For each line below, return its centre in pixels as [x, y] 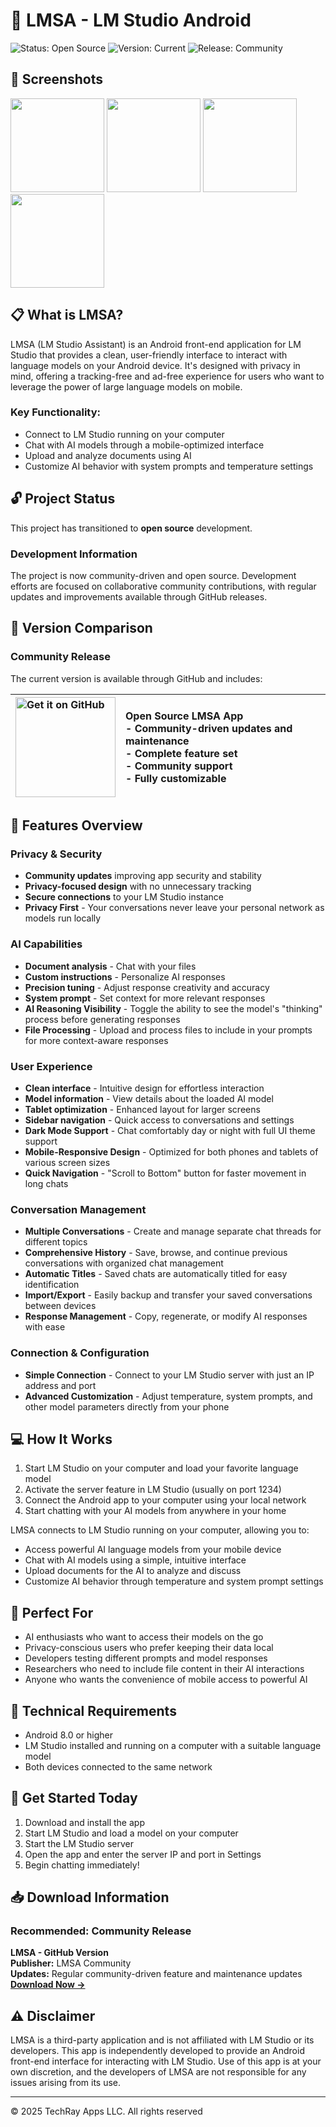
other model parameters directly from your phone [127, 1406]
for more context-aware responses [96, 1040]
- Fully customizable [176, 778]
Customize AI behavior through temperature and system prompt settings [174, 1581]
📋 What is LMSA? [67, 315]
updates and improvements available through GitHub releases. [139, 596]
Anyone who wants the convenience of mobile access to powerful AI [166, 1680]
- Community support [179, 766]
